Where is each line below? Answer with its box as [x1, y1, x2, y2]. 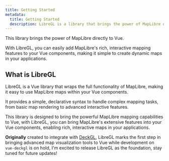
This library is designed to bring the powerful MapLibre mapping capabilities [5, 114, 163, 120]
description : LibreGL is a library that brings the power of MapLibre [10, 21, 161, 27]
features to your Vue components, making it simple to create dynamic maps [5, 50, 162, 56]
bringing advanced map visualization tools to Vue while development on [5, 139, 154, 146]
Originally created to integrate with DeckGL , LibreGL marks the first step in [5, 134, 161, 140]
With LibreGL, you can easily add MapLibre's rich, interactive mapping [5, 45, 151, 51]
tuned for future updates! [5, 150, 57, 156]
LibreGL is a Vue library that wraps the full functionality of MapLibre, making [5, 84, 163, 90]
